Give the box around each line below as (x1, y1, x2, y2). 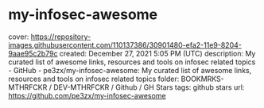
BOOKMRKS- (181, 74, 224, 83)
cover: (8, 32, 29, 41)
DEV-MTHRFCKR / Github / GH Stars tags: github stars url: (52, 82, 245, 92)
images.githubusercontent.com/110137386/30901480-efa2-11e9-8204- (8, 40, 243, 49)
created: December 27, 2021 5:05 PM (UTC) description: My (59, 48, 256, 58)
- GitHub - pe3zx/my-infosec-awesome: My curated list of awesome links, (8, 65, 252, 75)
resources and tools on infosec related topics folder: (8, 74, 180, 83)
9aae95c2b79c (8, 48, 58, 58)
